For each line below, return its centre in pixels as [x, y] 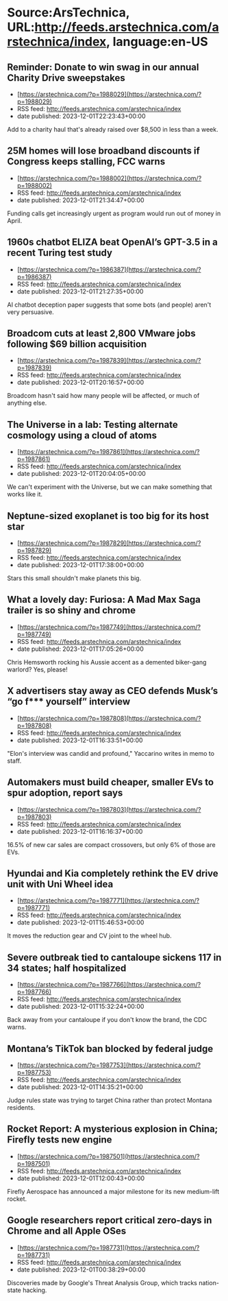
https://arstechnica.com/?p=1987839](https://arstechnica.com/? [110, 361]
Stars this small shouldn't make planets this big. [74, 578]
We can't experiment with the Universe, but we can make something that [110, 487]
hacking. [35, 1290]
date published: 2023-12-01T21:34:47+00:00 [81, 200]
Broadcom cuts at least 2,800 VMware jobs [102, 334]
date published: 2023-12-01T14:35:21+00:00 [80, 1087]
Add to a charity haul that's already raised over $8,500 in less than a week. [113, 129]
